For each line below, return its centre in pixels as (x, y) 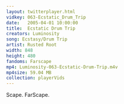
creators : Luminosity (33, 34)
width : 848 (20, 51)
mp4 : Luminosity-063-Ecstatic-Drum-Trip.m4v (62, 67)
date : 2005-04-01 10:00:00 (42, 23)
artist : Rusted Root (32, 45)
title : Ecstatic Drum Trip (41, 28)
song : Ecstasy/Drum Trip (37, 39)
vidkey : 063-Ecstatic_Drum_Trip (46, 17)
